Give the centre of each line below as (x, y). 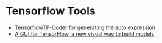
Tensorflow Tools (51, 11)
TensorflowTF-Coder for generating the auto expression (85, 27)
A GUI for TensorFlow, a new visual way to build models (84, 33)
